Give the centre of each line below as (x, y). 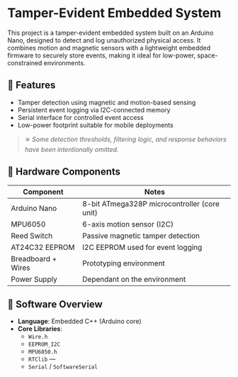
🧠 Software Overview (55, 304)
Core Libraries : (40, 329)
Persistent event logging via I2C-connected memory (94, 110)
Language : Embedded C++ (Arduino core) (79, 322)
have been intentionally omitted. (72, 149)
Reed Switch (32, 236)
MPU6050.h (43, 352)
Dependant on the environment (134, 279)
